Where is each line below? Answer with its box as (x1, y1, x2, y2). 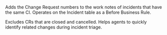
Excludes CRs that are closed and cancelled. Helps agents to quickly (5, 19, 147, 25)
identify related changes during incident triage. (5, 24, 102, 30)
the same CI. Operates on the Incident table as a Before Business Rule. (5, 9, 151, 15)
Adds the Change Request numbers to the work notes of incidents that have (5, 4, 162, 10)
